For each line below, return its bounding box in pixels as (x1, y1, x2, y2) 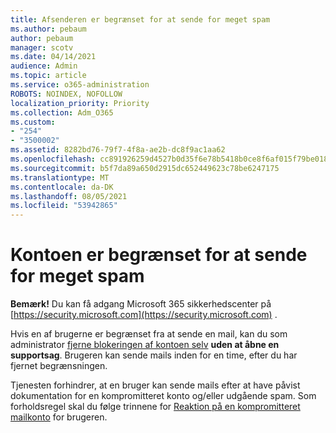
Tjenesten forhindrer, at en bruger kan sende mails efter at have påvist (10, 379, 301, 391)
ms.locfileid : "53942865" (10, 201, 118, 211)
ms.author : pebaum (10, 24, 87, 34)
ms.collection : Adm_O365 (10, 107, 114, 118)
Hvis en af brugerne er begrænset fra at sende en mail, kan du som (10, 328, 288, 340)
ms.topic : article (10, 71, 87, 81)
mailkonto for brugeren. (10, 411, 108, 423)
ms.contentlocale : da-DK (10, 182, 114, 192)
